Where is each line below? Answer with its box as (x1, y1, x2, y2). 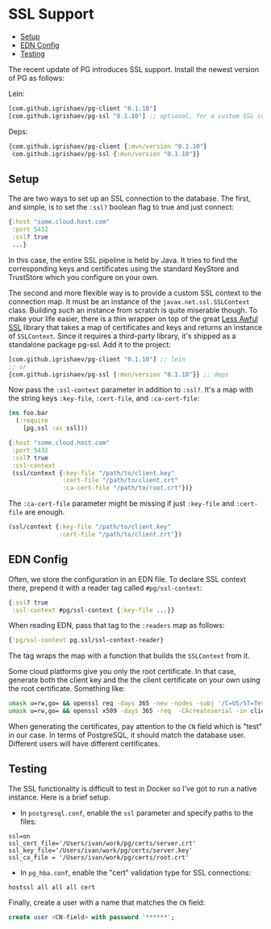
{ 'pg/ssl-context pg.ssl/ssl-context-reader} (8, 636, 164, 644)
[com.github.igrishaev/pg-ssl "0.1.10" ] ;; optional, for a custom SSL (8, 112, 254, 120)
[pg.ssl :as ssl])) (23, 424, 89, 433)
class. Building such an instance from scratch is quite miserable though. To (8, 305, 258, 315)
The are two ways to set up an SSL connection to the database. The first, (8, 193, 252, 203)
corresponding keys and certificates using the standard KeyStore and (8, 264, 240, 274)
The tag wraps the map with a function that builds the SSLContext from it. (8, 651, 250, 660)
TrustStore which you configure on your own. (8, 272, 159, 282)
